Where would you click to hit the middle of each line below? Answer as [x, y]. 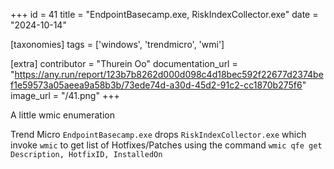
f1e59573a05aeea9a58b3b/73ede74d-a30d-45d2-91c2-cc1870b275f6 [156, 85]
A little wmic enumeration [62, 115]
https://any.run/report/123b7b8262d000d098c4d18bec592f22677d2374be [169, 74]
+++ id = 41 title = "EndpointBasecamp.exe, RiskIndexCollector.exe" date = [164, 14]
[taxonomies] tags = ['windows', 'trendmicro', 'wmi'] [117, 44]
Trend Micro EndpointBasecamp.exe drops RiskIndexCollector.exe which [158, 134]
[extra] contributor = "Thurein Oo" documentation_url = [124, 63]
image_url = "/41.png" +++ [65, 95]
